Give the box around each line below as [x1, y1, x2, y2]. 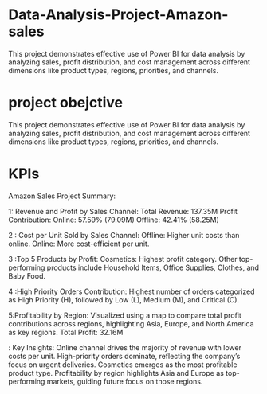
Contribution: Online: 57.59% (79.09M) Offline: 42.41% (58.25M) [8, 215, 219, 224]
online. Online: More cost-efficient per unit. [8, 239, 150, 248]
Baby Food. [8, 271, 46, 280]
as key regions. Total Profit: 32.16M [8, 327, 124, 337]
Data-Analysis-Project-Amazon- [8, 6, 229, 24]
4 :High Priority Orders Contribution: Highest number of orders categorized [8, 287, 255, 296]
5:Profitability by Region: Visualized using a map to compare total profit [8, 310, 241, 320]
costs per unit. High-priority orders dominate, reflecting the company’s [8, 351, 241, 361]
